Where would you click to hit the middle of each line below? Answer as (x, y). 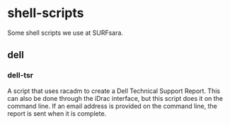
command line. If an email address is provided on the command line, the (112, 106)
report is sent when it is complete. (57, 113)
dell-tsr (21, 75)
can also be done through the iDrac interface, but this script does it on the (115, 98)
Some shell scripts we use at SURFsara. (65, 33)
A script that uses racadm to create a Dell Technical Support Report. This (114, 91)
